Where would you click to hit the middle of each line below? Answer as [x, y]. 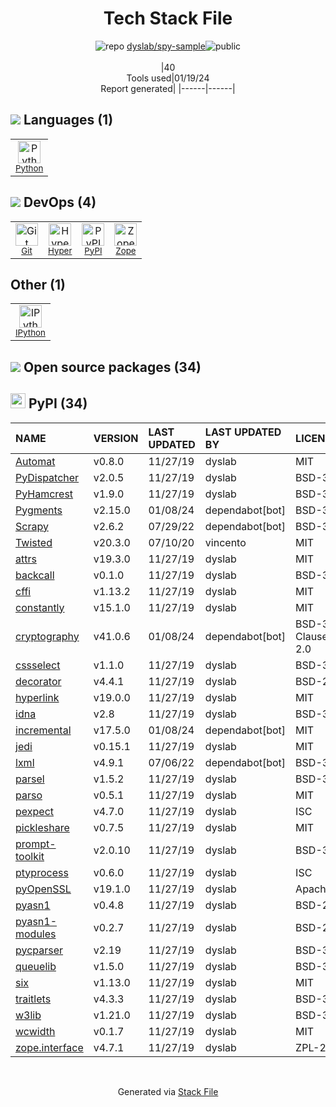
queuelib [36, 966]
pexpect [34, 811]
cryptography [47, 636]
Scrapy [32, 526]
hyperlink [37, 697]
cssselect [38, 665]
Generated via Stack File [168, 1091]
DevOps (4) [60, 202]
